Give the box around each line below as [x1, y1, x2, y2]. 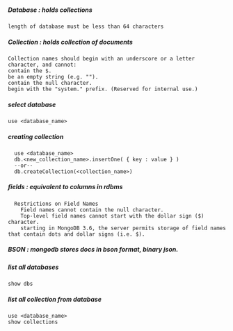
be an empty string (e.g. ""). [8, 73, 99, 80]
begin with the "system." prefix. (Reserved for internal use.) [8, 86, 198, 92]
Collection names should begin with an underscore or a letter [8, 55, 195, 62]
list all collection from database [8, 295, 102, 303]
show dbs [8, 280, 33, 288]
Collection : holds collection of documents [8, 38, 133, 46]
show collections [8, 318, 58, 326]
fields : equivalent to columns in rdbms [8, 183, 123, 191]
